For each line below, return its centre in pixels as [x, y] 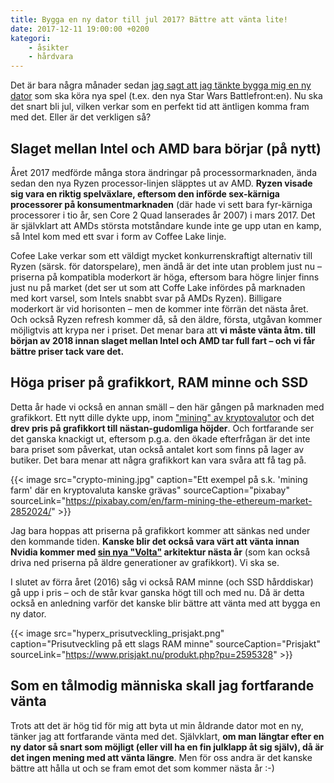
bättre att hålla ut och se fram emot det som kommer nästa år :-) [142, 768]
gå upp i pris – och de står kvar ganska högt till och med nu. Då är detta [157, 592]
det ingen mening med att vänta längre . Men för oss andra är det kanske [161, 757]
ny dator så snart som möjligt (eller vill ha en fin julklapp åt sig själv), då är [167, 747]
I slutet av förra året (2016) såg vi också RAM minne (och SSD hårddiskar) [162, 582]
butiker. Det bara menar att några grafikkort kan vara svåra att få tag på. [158, 460]
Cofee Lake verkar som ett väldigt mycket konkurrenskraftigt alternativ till [161, 255]
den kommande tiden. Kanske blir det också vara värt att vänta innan [155, 541]
